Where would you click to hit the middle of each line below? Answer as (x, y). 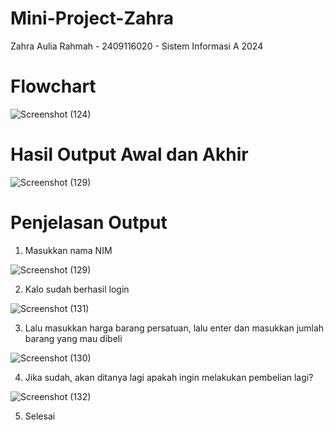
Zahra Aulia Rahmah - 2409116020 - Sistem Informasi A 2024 (137, 46)
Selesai (40, 416)
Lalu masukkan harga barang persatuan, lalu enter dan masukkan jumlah (174, 328)
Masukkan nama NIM (68, 250)
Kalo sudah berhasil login (77, 289)
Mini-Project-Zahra (92, 18)
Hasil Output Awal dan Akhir (129, 154)
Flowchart (53, 86)
